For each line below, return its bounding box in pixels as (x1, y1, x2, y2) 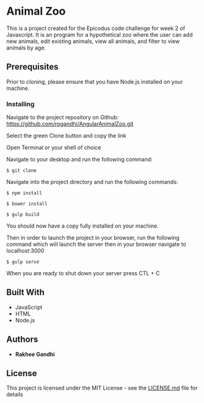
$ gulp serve (6, 259, 40, 265)
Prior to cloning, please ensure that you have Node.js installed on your (6, 78, 183, 85)
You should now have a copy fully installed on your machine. (6, 222, 159, 230)
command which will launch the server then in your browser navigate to (6, 240, 186, 248)
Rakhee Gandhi (15, 350, 55, 358)
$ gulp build (6, 212, 40, 218)
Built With (6, 287, 45, 298)
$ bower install (6, 201, 48, 207)
